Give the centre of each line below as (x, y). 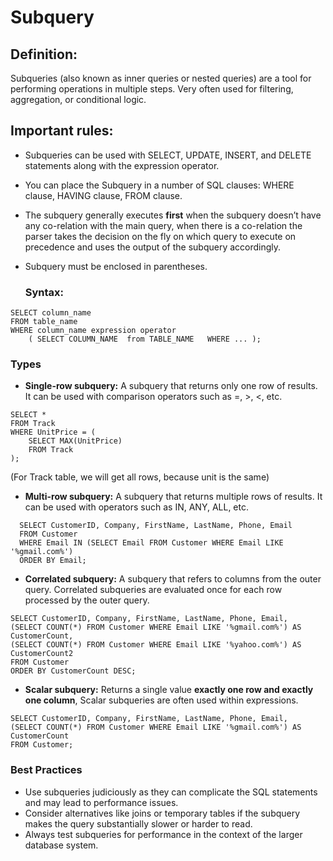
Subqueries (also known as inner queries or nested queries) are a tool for (161, 78)
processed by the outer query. (87, 600)
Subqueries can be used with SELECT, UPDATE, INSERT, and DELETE (168, 155)
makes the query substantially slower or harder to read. (138, 823)
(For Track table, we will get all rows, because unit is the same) (140, 477)
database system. (61, 845)
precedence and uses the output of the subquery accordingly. (153, 247)
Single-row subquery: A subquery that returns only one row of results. (171, 386)
